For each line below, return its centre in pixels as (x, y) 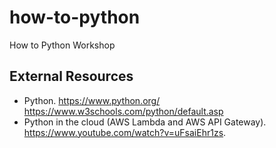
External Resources (71, 76)
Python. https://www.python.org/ (92, 100)
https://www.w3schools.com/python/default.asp (123, 111)
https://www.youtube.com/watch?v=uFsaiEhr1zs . (125, 132)
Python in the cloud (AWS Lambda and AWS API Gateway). (145, 122)
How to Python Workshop (62, 45)
